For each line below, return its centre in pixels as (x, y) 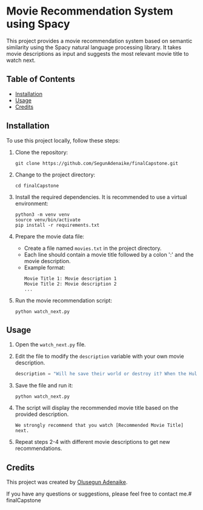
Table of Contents (41, 79)
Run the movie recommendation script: (63, 300)
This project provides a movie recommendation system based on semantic (99, 41)
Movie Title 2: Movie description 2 (70, 284)
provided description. (42, 414)
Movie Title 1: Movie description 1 (70, 278)
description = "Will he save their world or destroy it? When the (101, 374)
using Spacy (38, 24)
